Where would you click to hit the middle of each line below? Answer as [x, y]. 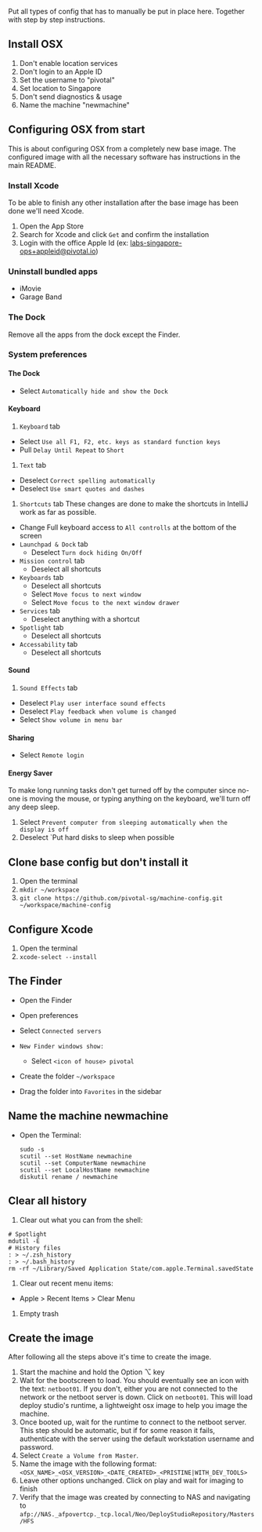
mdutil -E [24, 1241]
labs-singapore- [156, 243]
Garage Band [41, 297]
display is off [44, 830]
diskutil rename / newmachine [69, 1176]
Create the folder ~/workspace [67, 1076]
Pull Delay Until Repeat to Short [72, 450]
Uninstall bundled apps [53, 272]
